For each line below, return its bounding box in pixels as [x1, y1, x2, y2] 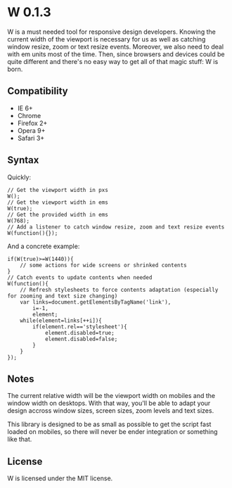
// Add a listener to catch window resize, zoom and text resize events [7, 223, 225, 231]
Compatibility [7, 85, 68, 97]
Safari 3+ [17, 134, 45, 142]
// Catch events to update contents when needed [7, 274, 153, 281]
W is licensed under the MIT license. [7, 474, 113, 482]
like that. [7, 435, 32, 444]
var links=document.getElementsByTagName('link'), [20, 298, 172, 306]
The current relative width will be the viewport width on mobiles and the [7, 392, 216, 400]
